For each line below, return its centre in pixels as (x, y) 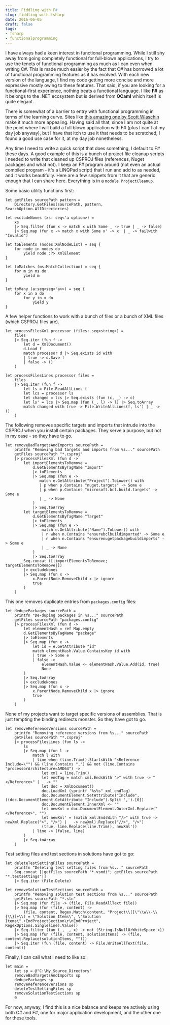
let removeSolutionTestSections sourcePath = (54, 890)
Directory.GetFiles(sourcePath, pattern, (59, 204)
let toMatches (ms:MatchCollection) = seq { (53, 267)
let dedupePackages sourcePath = (41, 611)
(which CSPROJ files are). (32, 322)
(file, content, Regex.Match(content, (64, 912)
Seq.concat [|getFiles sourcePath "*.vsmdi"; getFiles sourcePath (86, 872)
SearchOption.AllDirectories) (37, 209)
